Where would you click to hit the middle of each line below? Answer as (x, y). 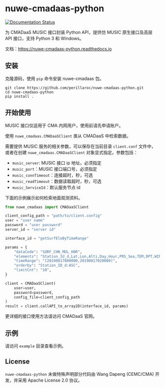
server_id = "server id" (30, 230)
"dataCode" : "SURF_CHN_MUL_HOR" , (48, 252)
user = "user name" (25, 220)
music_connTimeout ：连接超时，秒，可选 (53, 175)
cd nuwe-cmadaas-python (29, 92)
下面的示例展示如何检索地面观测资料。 (44, 198)
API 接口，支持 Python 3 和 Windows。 (45, 38)
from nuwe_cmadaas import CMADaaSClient (47, 207)
